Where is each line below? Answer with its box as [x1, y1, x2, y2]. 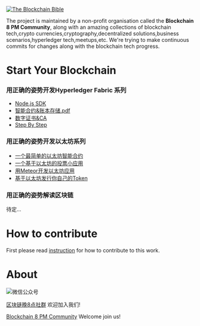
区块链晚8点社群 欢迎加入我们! [6, 301, 81, 308]
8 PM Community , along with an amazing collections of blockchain [6, 24, 171, 31]
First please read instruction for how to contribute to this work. [6, 247, 160, 254]
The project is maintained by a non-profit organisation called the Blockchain [6, 17, 194, 24]
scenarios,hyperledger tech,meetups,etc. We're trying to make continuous [6, 36, 189, 43]
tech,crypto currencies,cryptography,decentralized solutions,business [6, 30, 179, 37]
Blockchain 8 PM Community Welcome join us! [6, 313, 121, 320]
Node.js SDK [14, 100, 47, 107]
